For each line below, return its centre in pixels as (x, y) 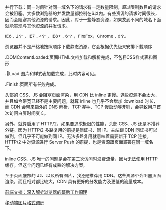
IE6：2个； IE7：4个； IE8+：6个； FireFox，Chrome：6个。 (67, 36)
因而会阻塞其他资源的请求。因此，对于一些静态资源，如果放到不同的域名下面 (83, 19)
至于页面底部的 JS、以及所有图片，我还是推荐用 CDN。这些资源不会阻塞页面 (83, 175)
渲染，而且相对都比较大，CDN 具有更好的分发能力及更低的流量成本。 (75, 182)
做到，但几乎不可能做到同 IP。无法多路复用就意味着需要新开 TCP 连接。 (78, 136)
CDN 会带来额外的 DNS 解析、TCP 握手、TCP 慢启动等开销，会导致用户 (83, 107)
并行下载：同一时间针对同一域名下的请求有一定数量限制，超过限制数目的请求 (83, 7)
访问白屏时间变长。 (29, 113)
